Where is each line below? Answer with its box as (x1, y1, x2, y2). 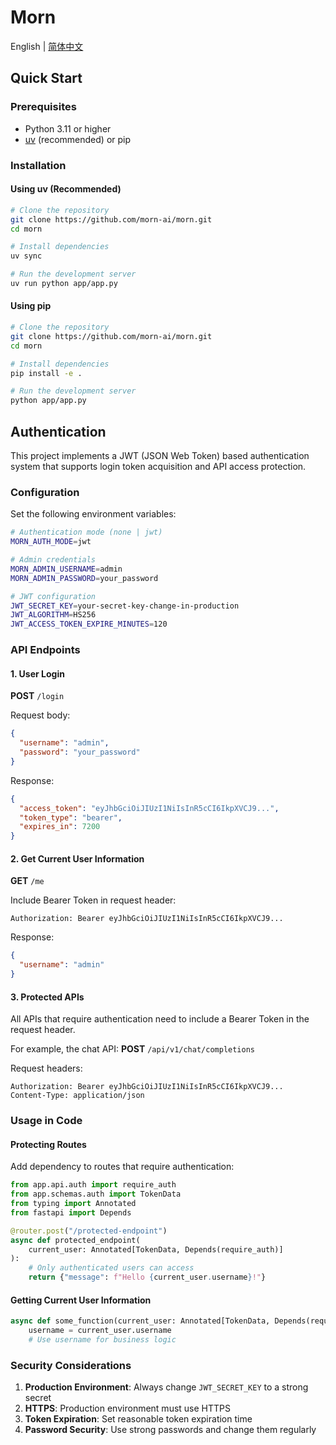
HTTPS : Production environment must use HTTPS (24, 1402, 231, 1415)
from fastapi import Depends (10, 1207, 132, 1218)
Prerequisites (10, 100, 77, 114)
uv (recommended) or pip (24, 133, 132, 145)
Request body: (10, 709, 71, 721)
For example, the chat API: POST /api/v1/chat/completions (10, 1043, 255, 1055)
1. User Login (10, 667, 65, 680)
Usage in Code (10, 1114, 83, 1128)
